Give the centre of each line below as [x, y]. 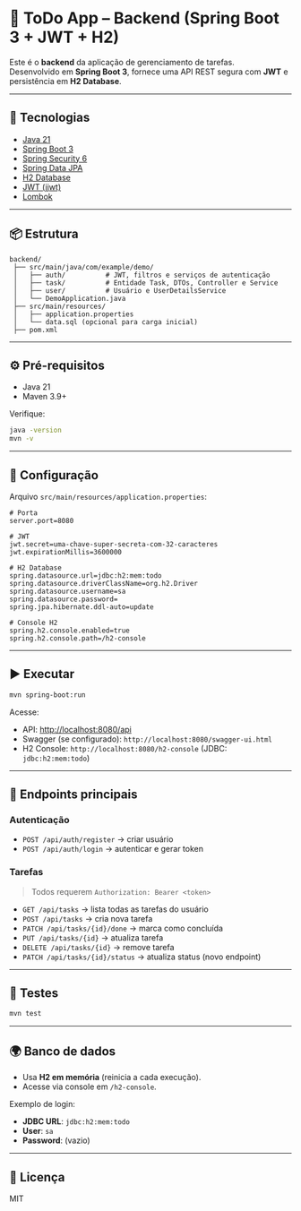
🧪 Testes [34, 993]
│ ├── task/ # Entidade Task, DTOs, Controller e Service [146, 283]
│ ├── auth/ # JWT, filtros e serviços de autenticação [142, 275]
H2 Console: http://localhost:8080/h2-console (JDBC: [125, 748]
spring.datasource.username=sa [68, 591]
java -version [36, 430]
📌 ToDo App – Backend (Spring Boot [144, 18]
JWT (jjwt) [41, 186]
